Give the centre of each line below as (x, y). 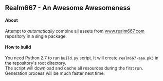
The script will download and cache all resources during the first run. (74, 68)
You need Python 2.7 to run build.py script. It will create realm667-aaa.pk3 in (82, 58)
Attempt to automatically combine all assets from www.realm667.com (75, 31)
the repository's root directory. (36, 63)
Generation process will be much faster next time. (55, 73)
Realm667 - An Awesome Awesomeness (68, 8)
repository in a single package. (36, 36)
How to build (18, 47)
